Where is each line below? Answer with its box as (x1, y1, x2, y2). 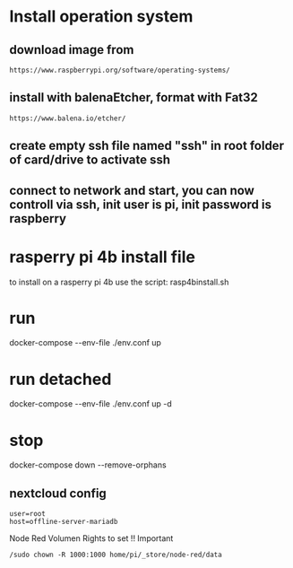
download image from (9, 42, 134, 57)
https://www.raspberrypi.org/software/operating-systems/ (9, 66, 230, 74)
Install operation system (9, 6, 194, 27)
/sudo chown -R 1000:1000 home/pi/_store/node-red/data (9, 550, 222, 560)
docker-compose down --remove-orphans (9, 459, 168, 470)
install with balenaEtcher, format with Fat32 (9, 90, 258, 105)
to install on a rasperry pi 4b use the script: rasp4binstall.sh (9, 276, 229, 287)
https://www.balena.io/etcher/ (9, 114, 126, 123)
